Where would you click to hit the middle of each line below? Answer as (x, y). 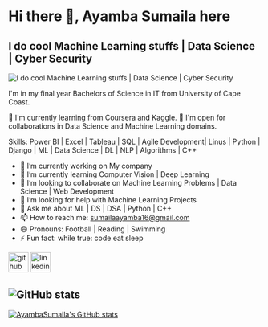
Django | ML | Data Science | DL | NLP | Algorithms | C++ (103, 150)
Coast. (19, 102)
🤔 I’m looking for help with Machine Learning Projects (108, 200)
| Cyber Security (51, 58)
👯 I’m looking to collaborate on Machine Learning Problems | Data (128, 183)
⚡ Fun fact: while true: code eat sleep (81, 238)
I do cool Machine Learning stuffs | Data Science (132, 46)
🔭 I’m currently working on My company (86, 166)
